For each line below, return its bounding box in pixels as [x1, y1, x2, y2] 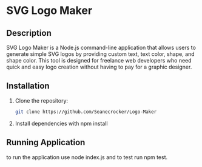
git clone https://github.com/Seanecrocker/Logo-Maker [15, 109, 157, 115]
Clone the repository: [15, 97, 69, 104]
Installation [6, 81, 50, 91]
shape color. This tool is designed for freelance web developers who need [6, 57, 192, 64]
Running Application [6, 137, 86, 148]
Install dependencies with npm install [15, 120, 108, 127]
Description [6, 28, 52, 38]
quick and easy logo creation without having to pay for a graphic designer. [6, 63, 192, 70]
